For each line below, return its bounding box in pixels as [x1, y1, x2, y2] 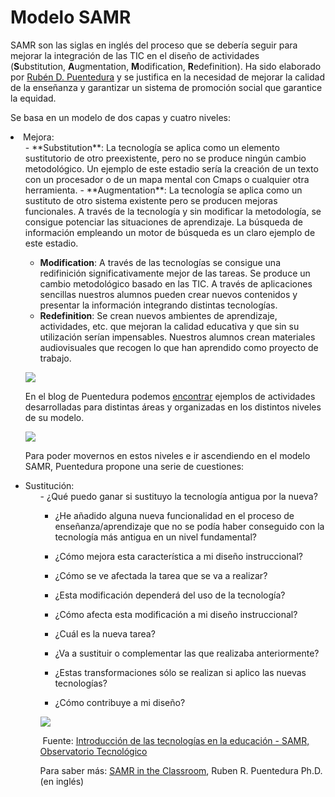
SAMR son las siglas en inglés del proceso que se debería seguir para [10, 39, 298, 51]
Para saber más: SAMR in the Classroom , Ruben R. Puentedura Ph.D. [39, 764, 323, 776]
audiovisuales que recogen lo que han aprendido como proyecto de [39, 341, 319, 353]
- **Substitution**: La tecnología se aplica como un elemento [24, 141, 280, 153]
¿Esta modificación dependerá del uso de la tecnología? [54, 589, 286, 601]
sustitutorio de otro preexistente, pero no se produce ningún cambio [24, 152, 307, 164]
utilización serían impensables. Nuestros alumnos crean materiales [39, 331, 316, 343]
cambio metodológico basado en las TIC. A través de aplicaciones [39, 277, 313, 290]
